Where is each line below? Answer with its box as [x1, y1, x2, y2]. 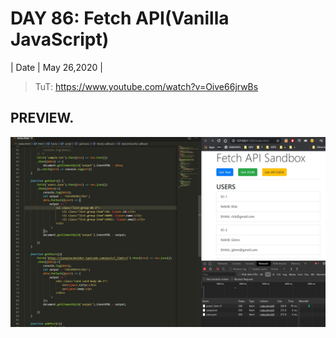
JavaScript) [10, 28, 110, 51]
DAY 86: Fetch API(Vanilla [10, 7, 230, 30]
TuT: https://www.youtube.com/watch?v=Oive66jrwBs [34, 80, 259, 92]
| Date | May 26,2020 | [10, 61, 103, 73]
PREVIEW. [10, 110, 75, 127]
